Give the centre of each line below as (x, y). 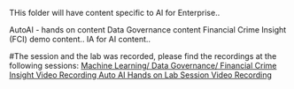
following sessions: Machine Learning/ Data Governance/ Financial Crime (143, 66)
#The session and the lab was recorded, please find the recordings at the (143, 56)
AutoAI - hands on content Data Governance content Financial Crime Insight (148, 30)
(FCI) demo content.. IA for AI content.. (80, 39)
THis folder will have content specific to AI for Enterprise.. (115, 13)
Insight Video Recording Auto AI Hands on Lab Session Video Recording (141, 75)
